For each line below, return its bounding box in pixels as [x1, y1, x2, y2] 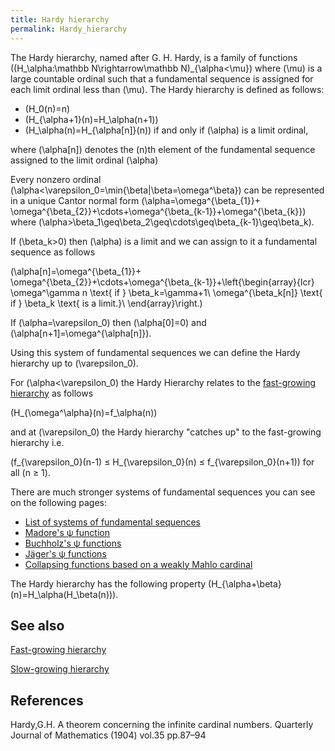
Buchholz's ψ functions [24, 537, 122, 549]
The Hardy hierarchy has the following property [10, 577, 207, 590]
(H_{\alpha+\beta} [208, 577, 282, 590]
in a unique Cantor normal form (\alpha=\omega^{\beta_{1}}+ [10, 194, 261, 206]
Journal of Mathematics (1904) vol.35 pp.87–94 [10, 729, 207, 741]
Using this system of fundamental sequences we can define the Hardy [10, 346, 301, 358]
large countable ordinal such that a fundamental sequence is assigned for [10, 72, 314, 85]
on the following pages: [10, 496, 108, 508]
